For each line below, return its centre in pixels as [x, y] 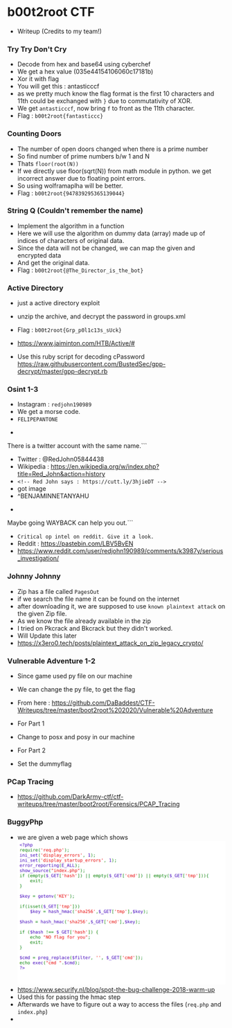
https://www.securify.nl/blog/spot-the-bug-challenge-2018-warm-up [116, 990]
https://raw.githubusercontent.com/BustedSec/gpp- [91, 364]
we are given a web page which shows [72, 837]
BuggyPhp [25, 822]
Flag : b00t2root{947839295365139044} [71, 193]
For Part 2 [32, 750]
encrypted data [39, 255]
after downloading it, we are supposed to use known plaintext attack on [121, 606]
